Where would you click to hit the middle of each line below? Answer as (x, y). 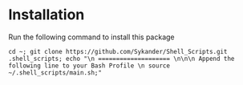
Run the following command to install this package (91, 37)
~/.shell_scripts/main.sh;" (55, 73)
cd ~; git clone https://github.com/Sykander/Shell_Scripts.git (118, 51)
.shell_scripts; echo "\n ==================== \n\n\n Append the (121, 59)
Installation (47, 15)
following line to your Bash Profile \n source (89, 66)
